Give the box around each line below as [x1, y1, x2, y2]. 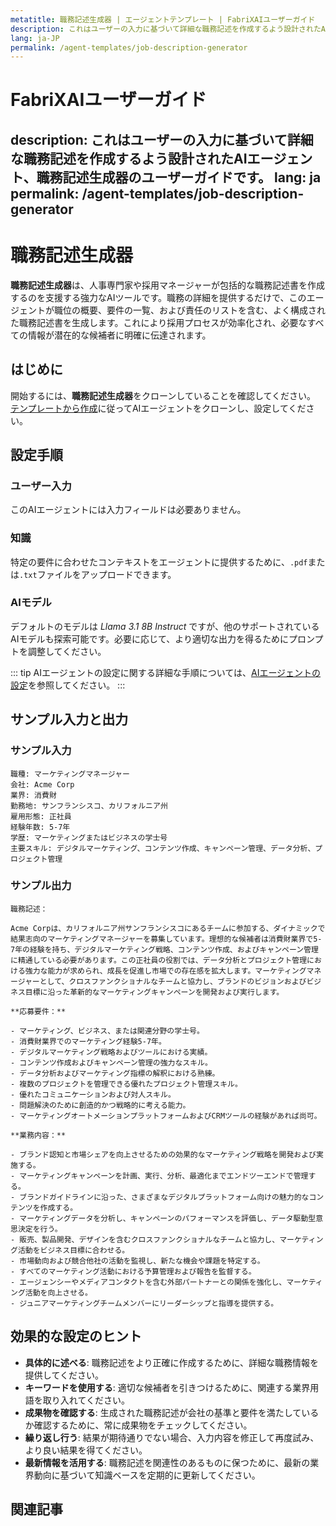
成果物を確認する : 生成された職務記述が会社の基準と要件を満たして [24, 1406, 302, 1418]
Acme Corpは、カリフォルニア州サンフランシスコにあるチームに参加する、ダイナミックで [10, 923, 326, 933]
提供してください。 [24, 1369, 104, 1381]
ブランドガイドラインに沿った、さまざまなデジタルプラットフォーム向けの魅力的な [19, 1192, 310, 1202]
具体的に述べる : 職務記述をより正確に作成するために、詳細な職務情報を [24, 1356, 320, 1368]
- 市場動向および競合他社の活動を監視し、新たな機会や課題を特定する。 [10, 1256, 265, 1266]
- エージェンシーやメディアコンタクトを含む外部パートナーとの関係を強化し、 [10, 1277, 287, 1287]
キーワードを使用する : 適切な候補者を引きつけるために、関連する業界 [24, 1381, 311, 1393]
